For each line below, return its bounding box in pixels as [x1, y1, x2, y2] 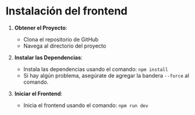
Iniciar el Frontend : [14, 90, 63, 97]
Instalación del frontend [5, 4, 128, 18]
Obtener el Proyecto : [14, 24, 67, 31]
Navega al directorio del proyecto [23, 42, 107, 49]
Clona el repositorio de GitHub [23, 36, 99, 43]
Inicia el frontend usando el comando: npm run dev [23, 101, 149, 109]
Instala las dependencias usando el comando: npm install [23, 65, 169, 73]
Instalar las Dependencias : [14, 54, 82, 61]
